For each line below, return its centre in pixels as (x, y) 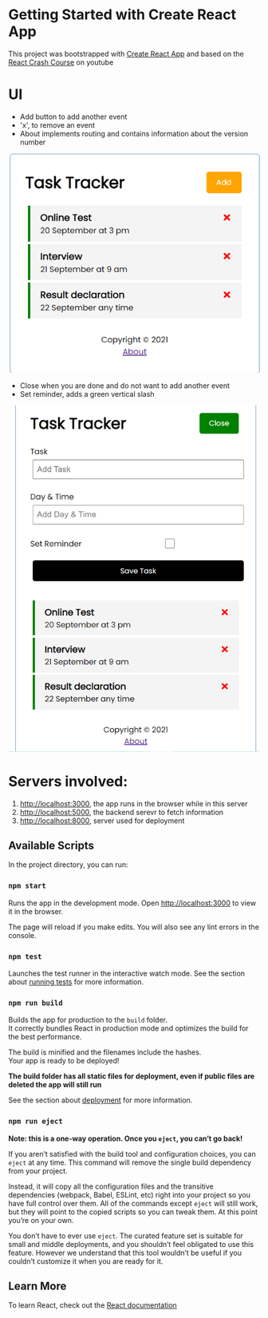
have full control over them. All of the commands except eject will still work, (133, 1203)
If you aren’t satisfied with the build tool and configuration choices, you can (132, 1154)
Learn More (37, 1286)
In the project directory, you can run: (68, 865)
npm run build (35, 1003)
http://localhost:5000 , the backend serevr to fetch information (122, 812)
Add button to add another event (73, 117)
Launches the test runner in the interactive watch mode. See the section (127, 974)
